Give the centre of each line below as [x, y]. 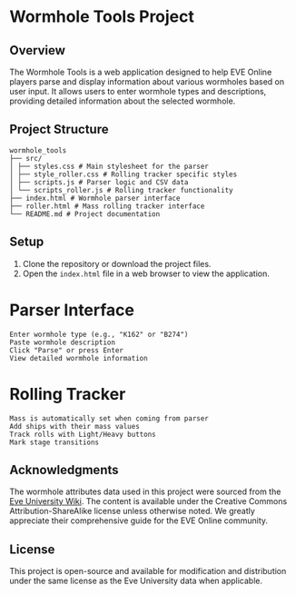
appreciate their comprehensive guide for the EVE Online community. [139, 521]
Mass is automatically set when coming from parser [109, 418]
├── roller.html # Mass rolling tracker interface [107, 206]
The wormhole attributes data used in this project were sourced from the [145, 491]
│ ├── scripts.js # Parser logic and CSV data [99, 182]
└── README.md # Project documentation [85, 214]
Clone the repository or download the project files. [117, 263]
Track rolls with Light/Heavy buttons [83, 434]
